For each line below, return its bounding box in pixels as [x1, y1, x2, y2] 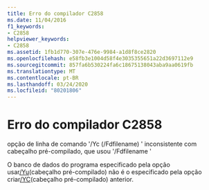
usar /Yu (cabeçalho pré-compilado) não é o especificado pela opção [7, 168, 202, 176]
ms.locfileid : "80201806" [7, 87, 82, 94]
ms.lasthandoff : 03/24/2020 [7, 81, 89, 88]
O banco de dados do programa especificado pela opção [7, 160, 171, 169]
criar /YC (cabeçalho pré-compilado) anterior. [7, 175, 134, 184]
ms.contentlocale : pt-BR [7, 74, 79, 82]
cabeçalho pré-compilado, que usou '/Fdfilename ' [7, 147, 152, 155]
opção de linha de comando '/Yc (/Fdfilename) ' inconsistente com [7, 140, 197, 149]
